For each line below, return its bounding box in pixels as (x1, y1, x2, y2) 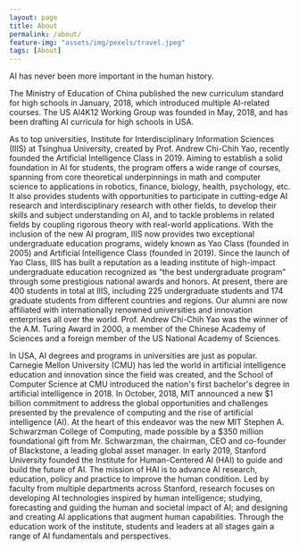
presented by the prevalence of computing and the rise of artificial (9, 407, 253, 418)
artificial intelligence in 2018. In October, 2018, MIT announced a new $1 (9, 388, 274, 399)
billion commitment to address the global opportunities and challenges (9, 398, 269, 409)
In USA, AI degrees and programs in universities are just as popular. (9, 350, 258, 362)
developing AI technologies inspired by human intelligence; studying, (9, 493, 263, 504)
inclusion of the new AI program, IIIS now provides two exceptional (9, 229, 255, 239)
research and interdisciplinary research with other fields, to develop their (9, 200, 277, 211)
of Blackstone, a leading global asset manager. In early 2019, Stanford (9, 446, 267, 456)
